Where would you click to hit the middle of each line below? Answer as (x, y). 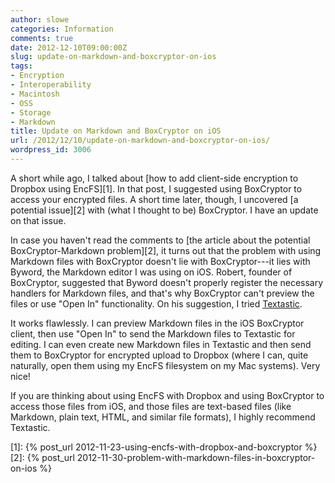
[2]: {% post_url (42, 457)
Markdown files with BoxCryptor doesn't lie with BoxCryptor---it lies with (160, 261)
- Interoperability (51, 85)
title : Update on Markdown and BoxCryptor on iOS (116, 131)
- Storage (31, 112)
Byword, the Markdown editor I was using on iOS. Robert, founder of (151, 272)
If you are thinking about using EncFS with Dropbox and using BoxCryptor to (167, 395)
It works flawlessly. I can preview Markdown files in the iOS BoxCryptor (157, 323)
